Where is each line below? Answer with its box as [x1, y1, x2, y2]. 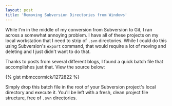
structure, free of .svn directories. [5, 95, 77, 101]
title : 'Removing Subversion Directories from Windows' [5, 12, 127, 17]
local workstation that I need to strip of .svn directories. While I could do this [5, 37, 167, 44]
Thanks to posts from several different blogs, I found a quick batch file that [5, 58, 163, 64]
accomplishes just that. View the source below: [5, 64, 105, 70]
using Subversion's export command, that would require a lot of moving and [5, 43, 166, 49]
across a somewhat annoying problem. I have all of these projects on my [5, 32, 159, 38]
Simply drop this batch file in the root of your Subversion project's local [5, 83, 156, 90]
